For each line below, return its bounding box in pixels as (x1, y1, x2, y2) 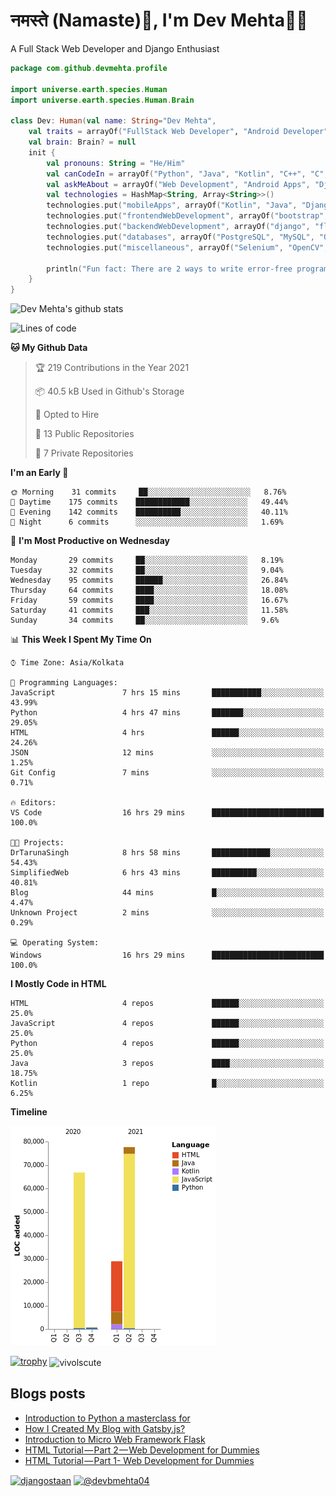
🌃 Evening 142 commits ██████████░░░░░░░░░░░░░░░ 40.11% (10, 507, 288, 518)
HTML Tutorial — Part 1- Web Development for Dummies (24, 1454, 255, 1466)
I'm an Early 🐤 (10, 467, 69, 479)
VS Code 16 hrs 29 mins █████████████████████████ (10, 808, 325, 818)
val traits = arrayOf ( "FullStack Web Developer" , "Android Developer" (28, 127, 329, 137)
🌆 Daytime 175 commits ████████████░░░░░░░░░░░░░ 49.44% (10, 497, 288, 508)
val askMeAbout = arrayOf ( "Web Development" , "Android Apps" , (46, 179, 311, 189)
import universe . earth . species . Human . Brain (10, 95, 195, 105)
